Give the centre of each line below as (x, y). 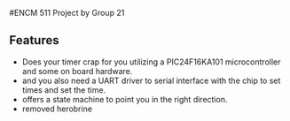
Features (34, 40)
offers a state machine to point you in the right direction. (125, 99)
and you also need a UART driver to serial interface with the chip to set (151, 80)
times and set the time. (64, 90)
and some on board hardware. (77, 71)
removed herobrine (57, 109)
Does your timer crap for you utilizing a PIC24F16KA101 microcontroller (151, 62)
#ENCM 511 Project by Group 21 (67, 13)
